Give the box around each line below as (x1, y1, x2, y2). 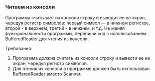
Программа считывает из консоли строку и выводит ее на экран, (5, 15, 146, 21)
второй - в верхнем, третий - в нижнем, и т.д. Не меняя (5, 25, 125, 31)
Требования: (5, 46, 33, 52)
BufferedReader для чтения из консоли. (5, 36, 89, 42)
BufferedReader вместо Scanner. (12, 71, 82, 77)
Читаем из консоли (5, 3, 55, 10)
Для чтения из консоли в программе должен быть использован (12, 66, 150, 72)
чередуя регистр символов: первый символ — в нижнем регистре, (5, 20, 150, 26)
